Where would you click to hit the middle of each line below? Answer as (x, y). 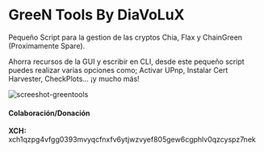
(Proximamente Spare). (47, 45)
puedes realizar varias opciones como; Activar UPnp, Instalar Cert (118, 70)
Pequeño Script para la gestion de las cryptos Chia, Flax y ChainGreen (126, 37)
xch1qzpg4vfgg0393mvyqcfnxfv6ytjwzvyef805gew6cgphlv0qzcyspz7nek (132, 140)
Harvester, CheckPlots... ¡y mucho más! (74, 78)
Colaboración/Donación (49, 113)
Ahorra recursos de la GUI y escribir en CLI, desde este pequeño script (126, 61)
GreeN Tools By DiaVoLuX (96, 15)
